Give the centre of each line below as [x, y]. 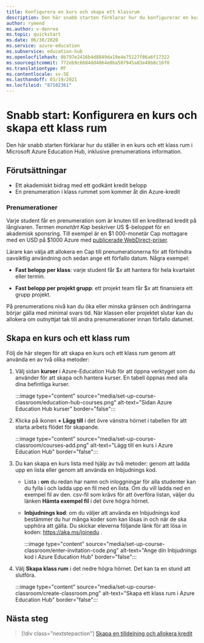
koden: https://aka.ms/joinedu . [63, 532]
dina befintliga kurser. [42, 384]
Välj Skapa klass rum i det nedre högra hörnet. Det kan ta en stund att [103, 568]
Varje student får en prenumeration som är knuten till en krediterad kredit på [101, 221]
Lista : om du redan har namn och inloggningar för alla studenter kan [110, 481]
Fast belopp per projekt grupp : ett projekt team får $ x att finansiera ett [104, 288]
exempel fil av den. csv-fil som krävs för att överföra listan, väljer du [109, 494]
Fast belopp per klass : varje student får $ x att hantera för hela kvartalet [105, 270]
